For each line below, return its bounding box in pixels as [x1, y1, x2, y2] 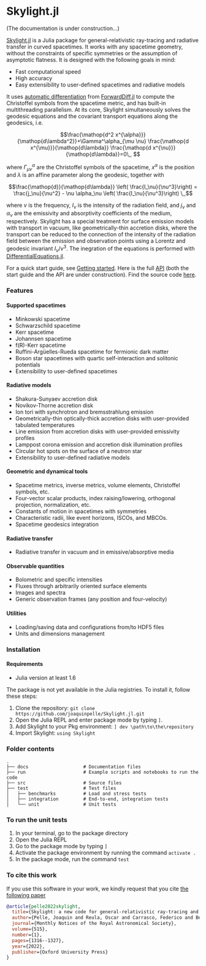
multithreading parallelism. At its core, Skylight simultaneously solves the [6, 106, 191, 113]
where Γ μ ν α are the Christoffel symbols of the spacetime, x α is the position [6, 162, 195, 172]
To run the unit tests [6, 815, 67, 824]
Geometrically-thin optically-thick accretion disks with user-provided [15, 414, 189, 422]
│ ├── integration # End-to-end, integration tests [6, 796, 169, 802]
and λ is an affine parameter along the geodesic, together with [6, 171, 164, 179]
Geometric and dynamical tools [6, 468, 88, 475]
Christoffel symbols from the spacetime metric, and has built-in [6, 99, 166, 107]
